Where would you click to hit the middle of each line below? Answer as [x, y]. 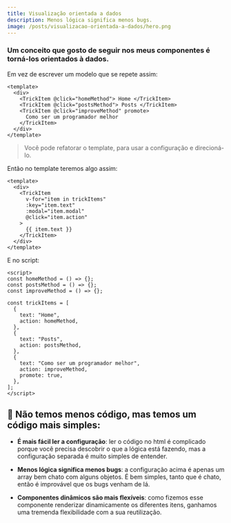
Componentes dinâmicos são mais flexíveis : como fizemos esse [110, 498]
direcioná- [210, 147]
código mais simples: [54, 425]
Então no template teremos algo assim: [62, 168]
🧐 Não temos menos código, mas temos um [102, 414]
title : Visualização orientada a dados [64, 13]
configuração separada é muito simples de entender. [92, 456]
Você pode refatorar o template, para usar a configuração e [109, 147]
